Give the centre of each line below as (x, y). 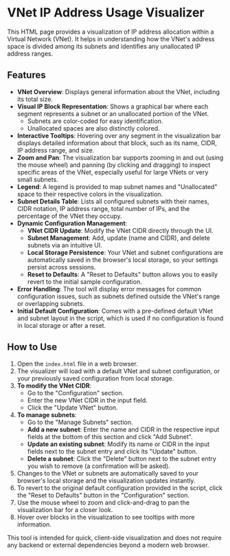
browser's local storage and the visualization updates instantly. (106, 480)
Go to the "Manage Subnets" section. (80, 422)
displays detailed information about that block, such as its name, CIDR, (117, 143)
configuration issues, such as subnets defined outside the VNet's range (118, 296)
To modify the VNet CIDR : (54, 386)
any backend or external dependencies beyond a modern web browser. (108, 545)
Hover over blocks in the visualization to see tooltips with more (106, 517)
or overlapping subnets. (50, 303)
